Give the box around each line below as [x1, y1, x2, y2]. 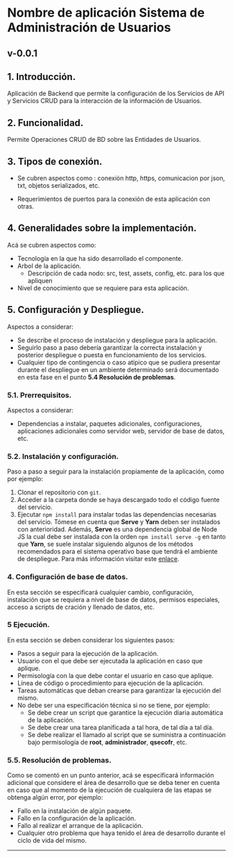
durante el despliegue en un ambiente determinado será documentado [17, 365, 220, 373]
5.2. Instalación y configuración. [7, 451, 119, 461]
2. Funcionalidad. [7, 117, 84, 129]
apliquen [27, 276, 53, 284]
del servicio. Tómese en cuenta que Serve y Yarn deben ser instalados [17, 518, 221, 526]
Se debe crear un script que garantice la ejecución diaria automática [27, 708, 223, 717]
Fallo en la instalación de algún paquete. [17, 807, 133, 815]
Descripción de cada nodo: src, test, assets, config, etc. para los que [27, 269, 225, 277]
